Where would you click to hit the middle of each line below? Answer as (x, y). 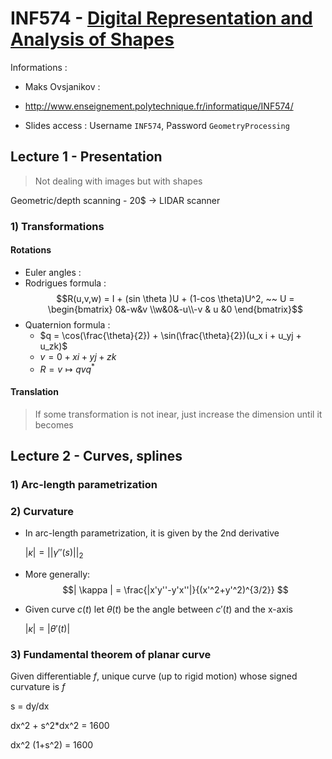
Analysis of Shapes (92, 39)
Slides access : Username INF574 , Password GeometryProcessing (157, 125)
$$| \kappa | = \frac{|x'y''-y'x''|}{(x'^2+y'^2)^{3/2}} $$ (175, 590)
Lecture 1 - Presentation (86, 157)
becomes (54, 424)
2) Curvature (42, 511)
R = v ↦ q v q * (67, 368)
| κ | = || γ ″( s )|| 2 (54, 554)
